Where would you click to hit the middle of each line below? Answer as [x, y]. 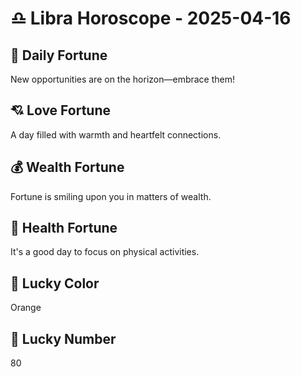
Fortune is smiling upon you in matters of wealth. [111, 196]
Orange [26, 308]
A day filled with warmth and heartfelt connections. [116, 134]
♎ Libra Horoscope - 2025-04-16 [151, 18]
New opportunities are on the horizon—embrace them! [123, 79]
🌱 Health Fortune [64, 228]
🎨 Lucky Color [55, 283]
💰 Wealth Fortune [67, 167]
